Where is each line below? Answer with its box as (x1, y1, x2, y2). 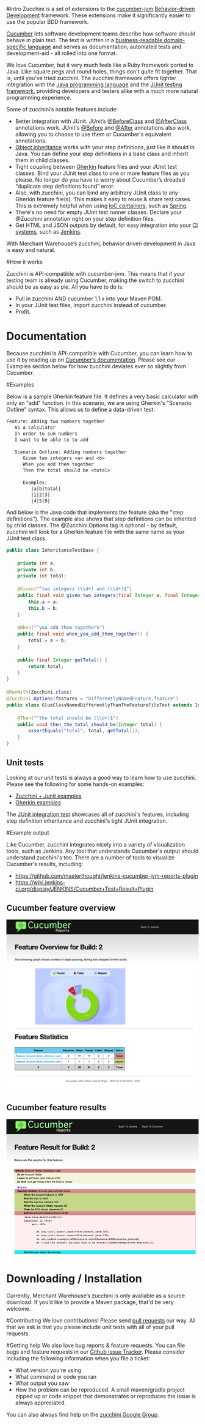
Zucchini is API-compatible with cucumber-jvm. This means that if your (6, 270, 185, 277)
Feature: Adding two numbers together (6, 418, 105, 425)
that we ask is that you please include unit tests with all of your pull (6, 1324, 175, 1331)
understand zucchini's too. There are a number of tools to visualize (6, 853, 175, 861)
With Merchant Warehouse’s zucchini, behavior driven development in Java (6, 240, 196, 247)
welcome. (6, 1305, 31, 1313)
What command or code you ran (15, 1373, 97, 1381)
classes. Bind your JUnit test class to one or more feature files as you (15, 169, 190, 177)
